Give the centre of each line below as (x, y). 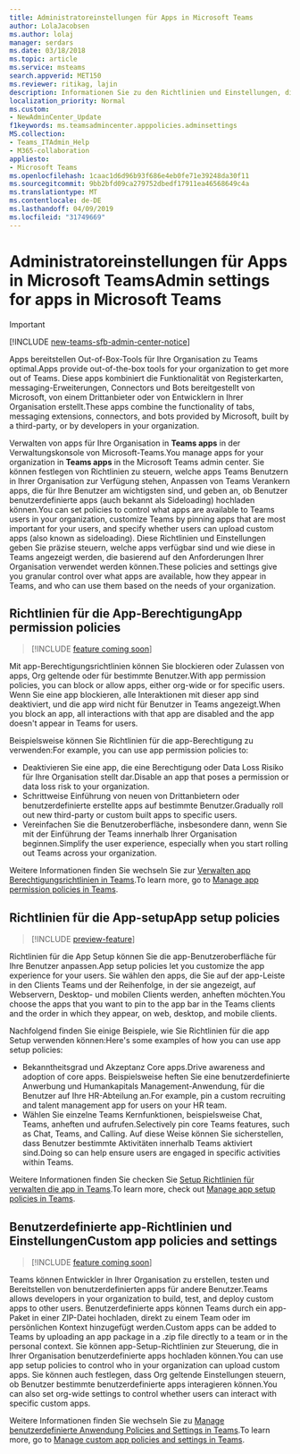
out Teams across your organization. (89, 853)
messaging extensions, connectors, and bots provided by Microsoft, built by (149, 416)
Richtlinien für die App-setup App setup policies (145, 918)
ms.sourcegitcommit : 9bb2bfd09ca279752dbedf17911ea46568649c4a (129, 184)
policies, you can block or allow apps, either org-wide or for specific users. (147, 685)
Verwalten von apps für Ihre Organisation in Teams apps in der (125, 443)
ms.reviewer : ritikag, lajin (63, 84)
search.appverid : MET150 (55, 76)
